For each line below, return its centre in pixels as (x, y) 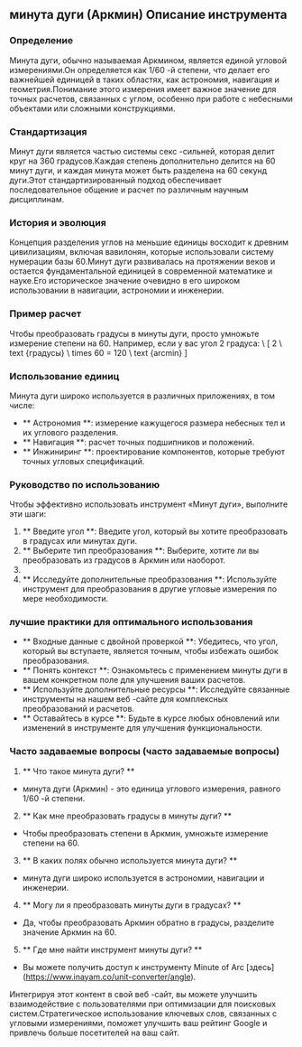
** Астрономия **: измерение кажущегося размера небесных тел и (154, 423)
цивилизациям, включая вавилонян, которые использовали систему (142, 252)
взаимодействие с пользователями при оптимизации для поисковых (143, 1004)
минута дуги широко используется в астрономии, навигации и (143, 878)
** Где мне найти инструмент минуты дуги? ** (112, 949)
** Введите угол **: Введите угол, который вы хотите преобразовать (155, 531)
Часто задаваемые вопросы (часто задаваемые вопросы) (145, 752)
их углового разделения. (70, 432)
